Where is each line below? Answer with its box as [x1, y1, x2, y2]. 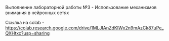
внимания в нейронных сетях [5, 10, 69, 16]
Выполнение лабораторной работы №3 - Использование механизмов [5, 5, 157, 10]
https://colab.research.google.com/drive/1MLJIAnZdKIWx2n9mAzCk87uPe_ [5, 25, 164, 31]
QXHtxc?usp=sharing [5, 30, 50, 36]
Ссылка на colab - [5, 20, 45, 25]
